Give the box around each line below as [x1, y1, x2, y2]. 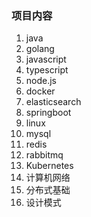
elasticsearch [25, 96, 82, 108]
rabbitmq [25, 149, 64, 161]
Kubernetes [25, 160, 74, 172]
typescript [25, 64, 69, 76]
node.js [25, 75, 58, 87]
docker [25, 85, 56, 97]
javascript [25, 53, 67, 66]
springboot [25, 107, 72, 119]
